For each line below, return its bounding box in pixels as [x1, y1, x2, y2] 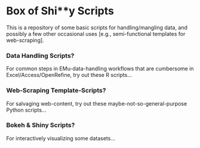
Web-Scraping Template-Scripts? [6, 87, 106, 95]
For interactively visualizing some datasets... [6, 134, 115, 141]
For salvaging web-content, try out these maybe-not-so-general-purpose [6, 100, 187, 107]
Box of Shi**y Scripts [6, 4, 115, 18]
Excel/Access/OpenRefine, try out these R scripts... [6, 72, 133, 79]
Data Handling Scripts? [6, 51, 75, 60]
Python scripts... [6, 106, 47, 113]
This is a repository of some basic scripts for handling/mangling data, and [6, 24, 188, 31]
